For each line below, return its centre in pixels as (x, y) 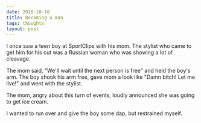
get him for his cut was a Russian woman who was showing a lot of (90, 53)
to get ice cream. (27, 102)
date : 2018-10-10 (28, 12)
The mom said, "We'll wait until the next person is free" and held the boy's (99, 71)
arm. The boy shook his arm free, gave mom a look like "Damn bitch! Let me (101, 77)
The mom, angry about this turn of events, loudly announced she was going (101, 95)
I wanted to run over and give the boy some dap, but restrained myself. (94, 113)
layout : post (23, 29)
